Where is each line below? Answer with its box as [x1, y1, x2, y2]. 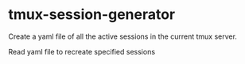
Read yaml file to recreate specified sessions [8, 47, 156, 56]
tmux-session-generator [8, 6, 176, 24]
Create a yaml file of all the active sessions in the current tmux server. [8, 32, 237, 41]
